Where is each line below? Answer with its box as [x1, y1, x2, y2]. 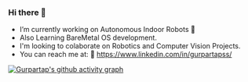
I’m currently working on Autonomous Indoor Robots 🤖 [19, 25, 196, 34]
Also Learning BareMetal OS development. [19, 33, 157, 42]
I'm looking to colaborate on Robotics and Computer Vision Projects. [19, 41, 241, 51]
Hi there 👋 [8, 7, 47, 18]
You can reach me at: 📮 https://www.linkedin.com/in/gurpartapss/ [19, 50, 232, 59]
